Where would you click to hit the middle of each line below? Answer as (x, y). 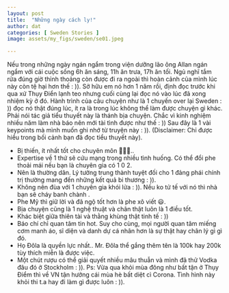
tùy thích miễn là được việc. (56, 253)
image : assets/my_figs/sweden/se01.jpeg (66, 39)
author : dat (24, 26)
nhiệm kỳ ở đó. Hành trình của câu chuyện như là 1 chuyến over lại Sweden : (114, 101)
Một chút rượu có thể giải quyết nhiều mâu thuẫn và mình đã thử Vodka (117, 260)
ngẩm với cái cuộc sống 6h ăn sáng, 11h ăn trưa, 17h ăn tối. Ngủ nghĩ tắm (109, 72)
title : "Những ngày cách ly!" (52, 20)
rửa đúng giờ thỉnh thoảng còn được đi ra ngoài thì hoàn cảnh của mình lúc (112, 79)
